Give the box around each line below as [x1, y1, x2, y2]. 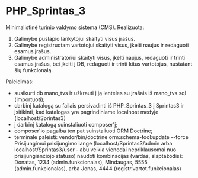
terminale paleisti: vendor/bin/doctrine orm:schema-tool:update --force [14, 133, 189, 140]
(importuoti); [14, 96, 45, 103]
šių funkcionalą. [14, 66, 53, 73]
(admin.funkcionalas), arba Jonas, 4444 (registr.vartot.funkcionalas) [14, 164, 181, 172]
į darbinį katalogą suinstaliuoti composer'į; [14, 121, 118, 128]
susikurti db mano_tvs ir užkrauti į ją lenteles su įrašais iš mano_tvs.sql [14, 89, 186, 96]
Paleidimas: [5, 78, 34, 85]
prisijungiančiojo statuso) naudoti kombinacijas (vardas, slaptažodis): [14, 152, 183, 159]
